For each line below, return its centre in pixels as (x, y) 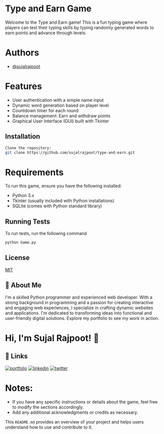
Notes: (19, 388)
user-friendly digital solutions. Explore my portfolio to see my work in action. (82, 318)
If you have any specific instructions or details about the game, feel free (85, 402)
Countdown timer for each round (45, 110)
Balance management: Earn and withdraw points (61, 116)
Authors (22, 53)
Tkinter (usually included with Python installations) (63, 201)
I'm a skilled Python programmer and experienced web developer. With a (79, 297)
